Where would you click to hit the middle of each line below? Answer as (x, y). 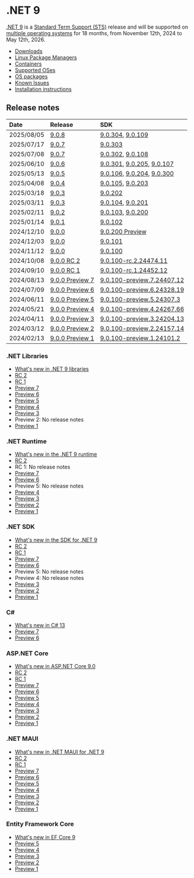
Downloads (28, 51)
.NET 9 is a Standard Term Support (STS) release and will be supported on (97, 27)
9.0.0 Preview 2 (72, 328)
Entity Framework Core (40, 824)
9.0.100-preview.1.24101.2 (140, 338)
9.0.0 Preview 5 (72, 299)
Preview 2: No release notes (49, 420)
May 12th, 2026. (26, 39)
